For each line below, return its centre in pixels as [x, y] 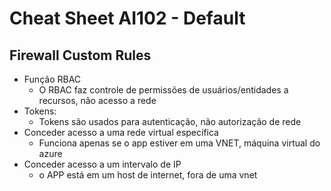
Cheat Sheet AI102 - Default [127, 18]
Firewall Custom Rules [80, 55]
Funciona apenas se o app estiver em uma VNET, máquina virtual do [179, 143]
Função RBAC [52, 79]
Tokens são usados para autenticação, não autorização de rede [170, 121]
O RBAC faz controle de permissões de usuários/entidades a [163, 90]
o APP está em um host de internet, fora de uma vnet [148, 175]
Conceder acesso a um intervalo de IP [102, 164]
